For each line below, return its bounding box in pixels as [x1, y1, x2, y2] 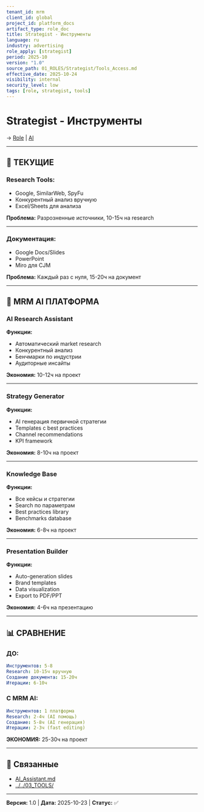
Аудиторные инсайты [15, 359, 71, 367]
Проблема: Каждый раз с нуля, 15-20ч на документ [6, 273, 141, 280]
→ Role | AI [6, 134, 35, 141]
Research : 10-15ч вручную [6, 668, 72, 674]
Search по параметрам [15, 502, 75, 509]
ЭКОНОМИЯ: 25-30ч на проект [6, 736, 88, 743]
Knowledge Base [6, 470, 58, 478]
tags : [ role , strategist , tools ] [6, 88, 91, 94]
